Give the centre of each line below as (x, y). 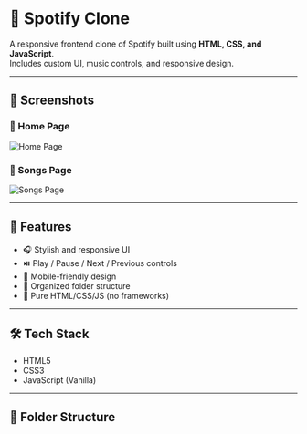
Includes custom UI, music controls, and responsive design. (122, 63)
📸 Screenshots (52, 101)
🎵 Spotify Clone (70, 19)
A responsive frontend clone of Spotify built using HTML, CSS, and (136, 44)
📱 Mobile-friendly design (69, 276)
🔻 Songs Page (41, 170)
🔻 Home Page (40, 127)
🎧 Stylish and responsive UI (76, 249)
